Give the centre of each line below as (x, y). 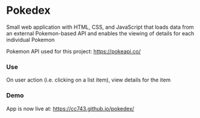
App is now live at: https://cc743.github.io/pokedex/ (70, 108)
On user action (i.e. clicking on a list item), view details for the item (89, 80)
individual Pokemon (31, 40)
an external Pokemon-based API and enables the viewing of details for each (100, 33)
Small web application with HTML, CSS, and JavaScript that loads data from (100, 27)
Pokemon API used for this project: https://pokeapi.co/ (74, 51)
